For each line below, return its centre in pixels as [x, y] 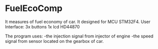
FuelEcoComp [34, 8]
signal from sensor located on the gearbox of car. [55, 41]
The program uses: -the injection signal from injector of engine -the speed [79, 36]
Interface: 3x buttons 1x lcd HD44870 [42, 26]
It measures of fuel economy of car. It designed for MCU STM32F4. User [78, 22]
